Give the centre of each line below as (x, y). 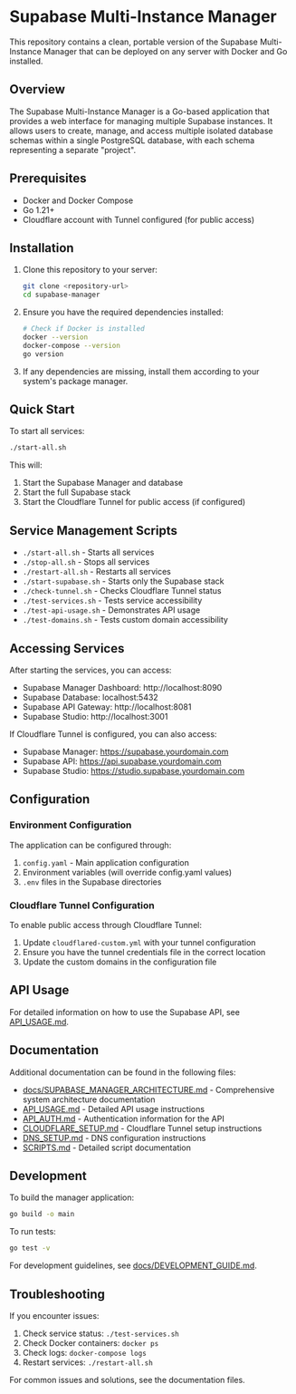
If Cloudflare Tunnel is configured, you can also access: (113, 734)
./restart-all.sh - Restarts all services (97, 572)
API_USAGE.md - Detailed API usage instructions (114, 1108)
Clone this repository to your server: (90, 270)
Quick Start (42, 410)
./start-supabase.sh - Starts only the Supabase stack (123, 581)
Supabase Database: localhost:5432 (90, 697)
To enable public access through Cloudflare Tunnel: (105, 924)
